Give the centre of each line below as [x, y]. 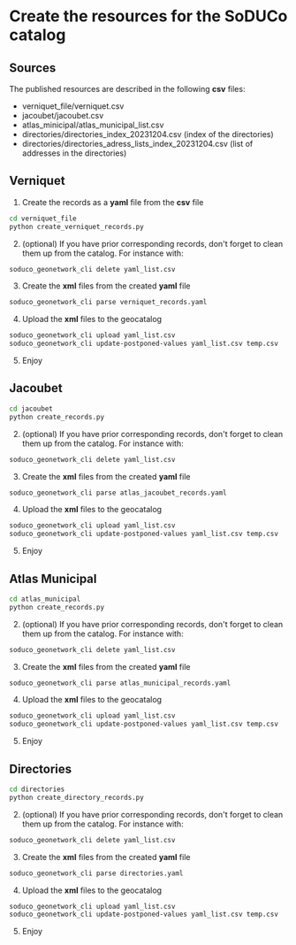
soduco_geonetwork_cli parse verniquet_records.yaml [108, 303]
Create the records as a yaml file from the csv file [113, 202]
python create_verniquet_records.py [76, 227]
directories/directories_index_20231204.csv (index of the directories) [148, 134]
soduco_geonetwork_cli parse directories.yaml [96, 873]
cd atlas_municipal [45, 599]
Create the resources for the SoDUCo [148, 16]
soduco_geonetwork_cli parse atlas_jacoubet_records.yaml [118, 493]
